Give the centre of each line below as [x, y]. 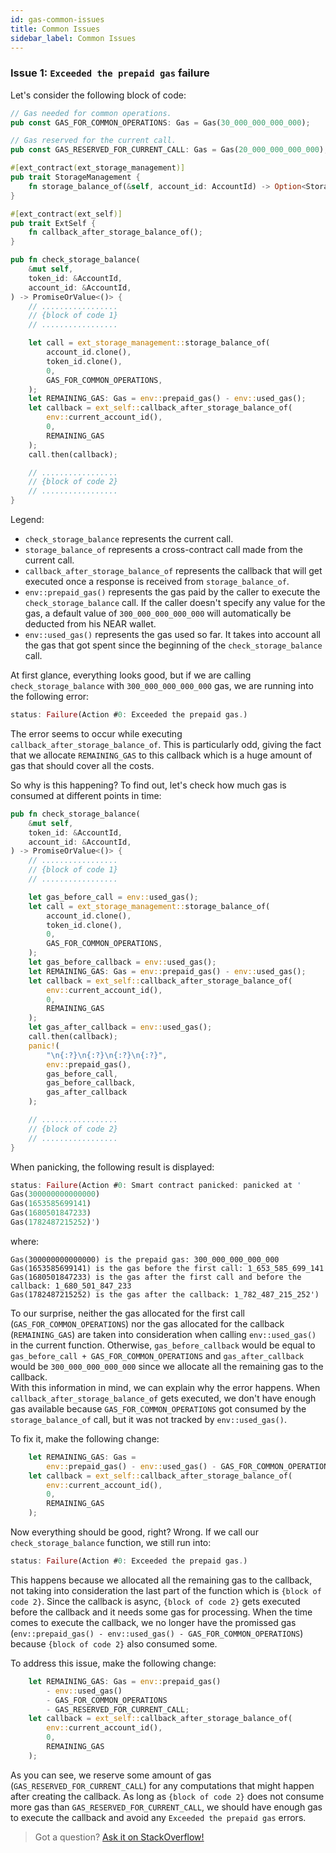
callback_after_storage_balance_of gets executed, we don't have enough [163, 1398]
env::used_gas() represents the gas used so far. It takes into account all [172, 635]
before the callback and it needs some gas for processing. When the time [161, 1612]
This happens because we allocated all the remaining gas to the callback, [161, 1580]
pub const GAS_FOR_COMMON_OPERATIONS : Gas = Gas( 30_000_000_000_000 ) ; [160, 122]
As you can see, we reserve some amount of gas [111, 1775]
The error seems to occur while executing [96, 733]
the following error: [50, 697]
